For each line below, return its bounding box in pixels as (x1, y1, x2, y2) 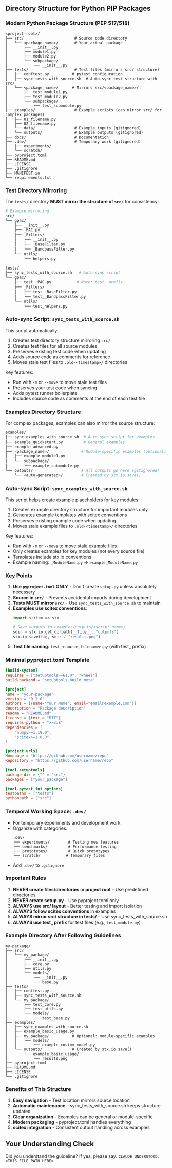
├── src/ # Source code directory (5, 35, 127, 41)
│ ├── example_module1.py (5, 454, 66, 459)
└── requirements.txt (5, 175, 52, 180)
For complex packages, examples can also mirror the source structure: (5, 420, 155, 426)
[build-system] (5, 668, 38, 673)
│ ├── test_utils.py (5, 1006, 63, 1012)
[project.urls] (5, 749, 38, 754)
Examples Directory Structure (5, 408, 81, 415)
